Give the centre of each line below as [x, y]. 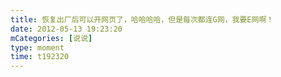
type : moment [37, 47]
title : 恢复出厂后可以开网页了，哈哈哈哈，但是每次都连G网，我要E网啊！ [142, 19]
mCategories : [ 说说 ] [51, 38]
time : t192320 [40, 57]
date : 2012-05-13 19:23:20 [66, 29]
